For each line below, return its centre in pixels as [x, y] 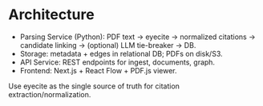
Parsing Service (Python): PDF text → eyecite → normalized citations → [138, 37]
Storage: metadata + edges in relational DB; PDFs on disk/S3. [121, 53]
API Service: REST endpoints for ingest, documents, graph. [117, 62]
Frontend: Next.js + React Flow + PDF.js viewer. [99, 70]
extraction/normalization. [50, 94]
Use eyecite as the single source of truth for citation [94, 86]
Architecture [51, 15]
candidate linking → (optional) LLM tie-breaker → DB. [108, 45]
